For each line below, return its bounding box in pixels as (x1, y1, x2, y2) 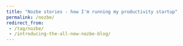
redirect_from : (6, 20, 44, 26)
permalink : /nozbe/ (6, 14, 55, 20)
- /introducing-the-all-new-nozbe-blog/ (8, 31, 111, 37)
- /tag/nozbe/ (8, 25, 44, 32)
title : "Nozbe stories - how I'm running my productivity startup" (6, 8, 178, 15)
